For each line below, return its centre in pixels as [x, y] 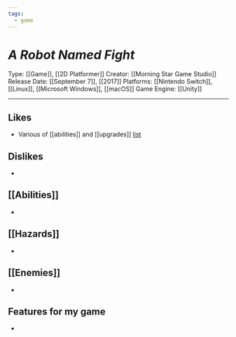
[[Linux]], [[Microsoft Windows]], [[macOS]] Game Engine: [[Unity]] [105, 89]
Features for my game [57, 311]
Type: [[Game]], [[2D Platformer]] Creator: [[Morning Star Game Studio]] [112, 74]
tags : [16, 14]
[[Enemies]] [34, 273]
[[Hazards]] [34, 234]
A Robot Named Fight [71, 55]
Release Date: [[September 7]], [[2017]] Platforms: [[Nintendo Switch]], [110, 82]
